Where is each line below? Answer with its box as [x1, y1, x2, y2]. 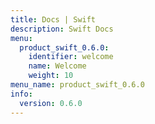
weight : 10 [28, 71, 74, 81]
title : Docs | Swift [10, 14, 97, 25]
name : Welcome [28, 61, 87, 71]
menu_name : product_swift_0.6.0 [10, 80, 145, 90]
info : [10, 89, 33, 99]
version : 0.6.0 [19, 98, 83, 108]
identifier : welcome [28, 52, 114, 62]
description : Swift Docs [10, 24, 114, 34]
